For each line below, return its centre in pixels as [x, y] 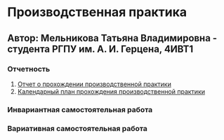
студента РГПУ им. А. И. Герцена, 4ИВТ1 [100, 49]
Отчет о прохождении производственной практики [94, 84]
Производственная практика [97, 12]
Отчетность [29, 69]
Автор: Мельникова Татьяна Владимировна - [112, 38]
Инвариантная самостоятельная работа [80, 109]
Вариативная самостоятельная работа [77, 128]
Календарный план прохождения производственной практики [111, 91]
